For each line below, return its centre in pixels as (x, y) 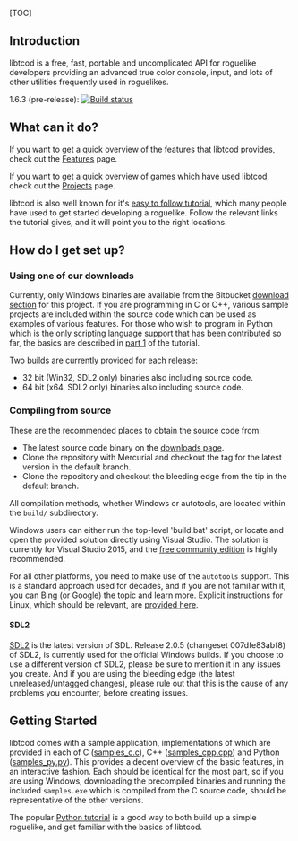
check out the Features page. (64, 158)
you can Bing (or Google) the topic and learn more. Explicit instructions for (146, 595)
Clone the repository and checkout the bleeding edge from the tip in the (155, 476)
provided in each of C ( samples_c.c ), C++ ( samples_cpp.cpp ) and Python (145, 752)
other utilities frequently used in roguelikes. (89, 82)
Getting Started (53, 721)
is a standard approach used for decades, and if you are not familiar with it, (148, 585)
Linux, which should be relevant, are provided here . (104, 604)
